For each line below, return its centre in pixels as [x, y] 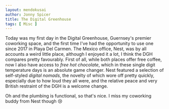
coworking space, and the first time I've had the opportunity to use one [79, 44]
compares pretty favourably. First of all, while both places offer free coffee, [83, 60]
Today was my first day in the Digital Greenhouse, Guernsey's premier [78, 38]
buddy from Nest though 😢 [34, 101]
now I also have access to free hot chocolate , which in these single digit [80, 65]
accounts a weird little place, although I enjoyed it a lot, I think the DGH [79, 54]
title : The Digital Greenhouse [38, 19]
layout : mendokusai [26, 10]
